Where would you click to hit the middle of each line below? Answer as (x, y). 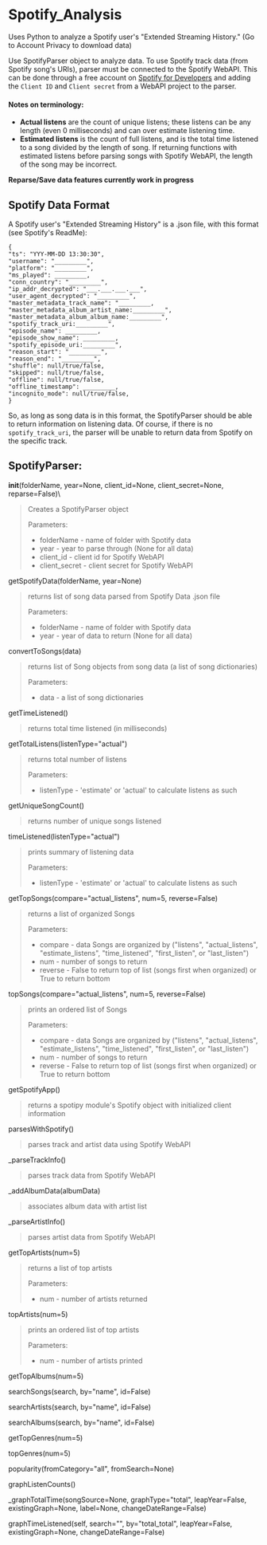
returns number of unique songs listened (94, 821)
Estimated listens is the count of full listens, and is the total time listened (139, 139)
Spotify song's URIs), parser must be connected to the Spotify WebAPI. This (133, 69)
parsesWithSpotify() (41, 1129)
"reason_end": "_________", (55, 359)
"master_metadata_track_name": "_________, (81, 303)
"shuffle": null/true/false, (56, 366)
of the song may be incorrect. (68, 164)
